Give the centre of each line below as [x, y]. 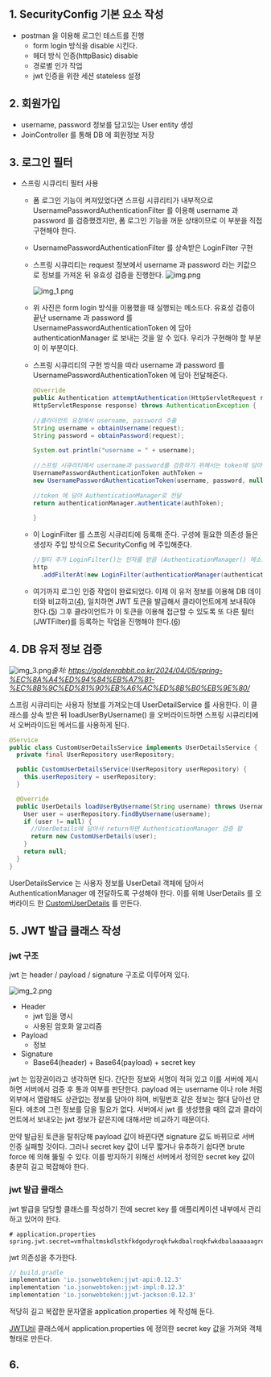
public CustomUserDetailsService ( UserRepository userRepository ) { [132, 770]
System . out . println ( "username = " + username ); [114, 451]
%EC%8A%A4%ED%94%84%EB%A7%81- [82, 679]
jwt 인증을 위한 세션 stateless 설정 [87, 76]
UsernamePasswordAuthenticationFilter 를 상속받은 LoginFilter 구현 [143, 248]
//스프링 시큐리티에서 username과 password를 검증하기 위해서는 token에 [140, 466]
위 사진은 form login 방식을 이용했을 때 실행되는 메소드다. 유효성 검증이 [144, 308]
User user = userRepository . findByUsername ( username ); [117, 814]
